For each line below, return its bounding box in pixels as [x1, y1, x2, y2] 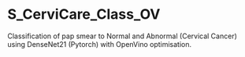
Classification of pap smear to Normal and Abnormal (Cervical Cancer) [7, 31, 238, 41]
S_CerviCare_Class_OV [7, 5, 161, 23]
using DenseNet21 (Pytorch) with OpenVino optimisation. [7, 39, 192, 48]
